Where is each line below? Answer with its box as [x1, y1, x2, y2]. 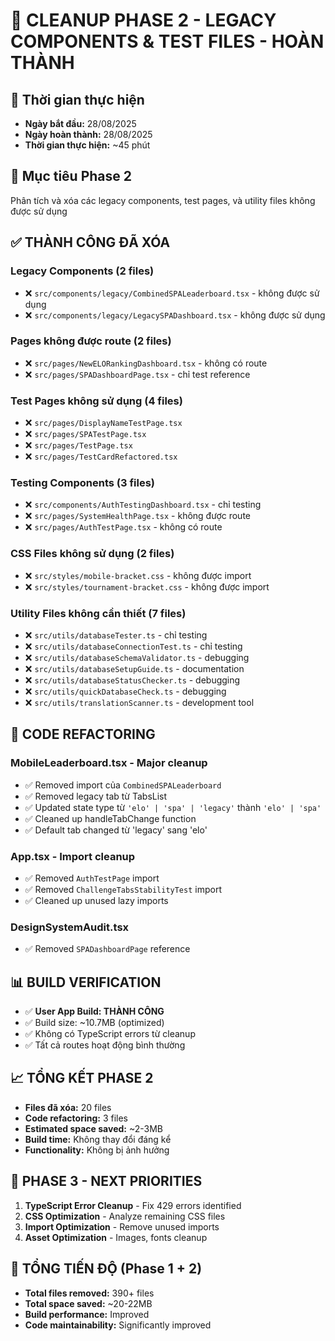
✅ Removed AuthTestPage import [24, 872, 160, 884]
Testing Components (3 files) [10, 476, 155, 490]
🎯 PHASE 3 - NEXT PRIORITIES [10, 1173, 203, 1190]
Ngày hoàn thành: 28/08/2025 [24, 129, 153, 140]
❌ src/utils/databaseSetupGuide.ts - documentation [24, 662, 245, 674]
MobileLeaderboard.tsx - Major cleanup [10, 756, 208, 770]
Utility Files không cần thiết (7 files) [10, 606, 187, 620]
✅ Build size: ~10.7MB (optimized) [24, 1017, 165, 1029]
